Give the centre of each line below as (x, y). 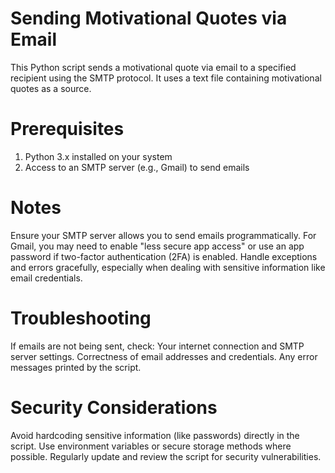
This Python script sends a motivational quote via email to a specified (153, 67)
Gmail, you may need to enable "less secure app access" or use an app (157, 246)
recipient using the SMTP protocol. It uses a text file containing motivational (166, 78)
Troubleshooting (81, 318)
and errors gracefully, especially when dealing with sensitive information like (168, 267)
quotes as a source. (51, 88)
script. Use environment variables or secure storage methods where (151, 446)
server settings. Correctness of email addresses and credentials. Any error (164, 356)
